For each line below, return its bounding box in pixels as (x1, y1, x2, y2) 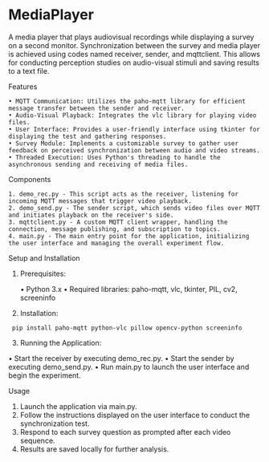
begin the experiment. (8, 371, 82, 380)
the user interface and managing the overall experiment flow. (8, 239, 225, 247)
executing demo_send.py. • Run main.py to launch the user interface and (8, 362, 250, 371)
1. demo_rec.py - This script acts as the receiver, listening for (8, 190, 239, 198)
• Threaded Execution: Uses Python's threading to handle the (8, 153, 221, 161)
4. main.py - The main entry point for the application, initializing (8, 232, 250, 240)
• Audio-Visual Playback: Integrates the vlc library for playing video (8, 111, 257, 120)
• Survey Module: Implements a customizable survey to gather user (8, 139, 239, 148)
